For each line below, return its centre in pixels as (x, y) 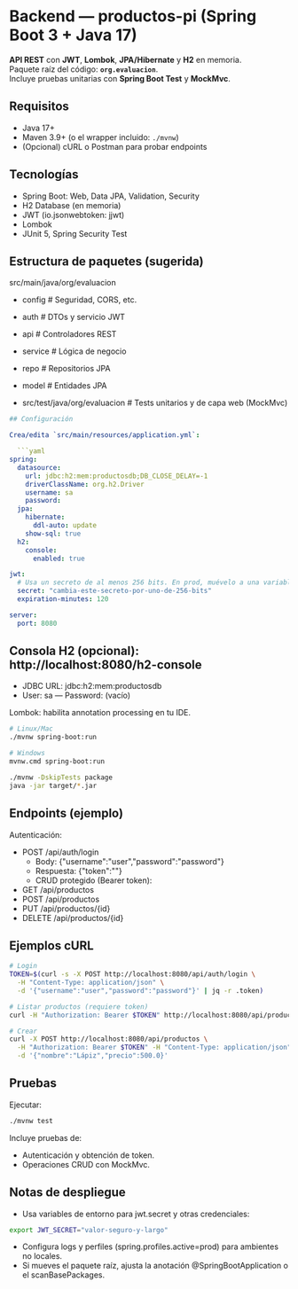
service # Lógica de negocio (74, 351)
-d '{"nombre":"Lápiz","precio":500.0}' (93, 1056)
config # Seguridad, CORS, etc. (79, 300)
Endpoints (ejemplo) (67, 813)
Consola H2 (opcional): (74, 651)
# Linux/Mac (31, 729)
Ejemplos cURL (52, 945)
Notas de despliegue (67, 1193)
